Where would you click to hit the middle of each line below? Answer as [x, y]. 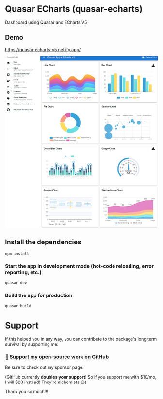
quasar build [18, 306]
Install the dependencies [43, 242]
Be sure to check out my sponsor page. [44, 367]
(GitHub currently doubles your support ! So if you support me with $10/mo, [81, 377]
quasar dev [16, 283]
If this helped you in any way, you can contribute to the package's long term [81, 339]
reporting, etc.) [23, 272]
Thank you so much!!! [27, 391]
